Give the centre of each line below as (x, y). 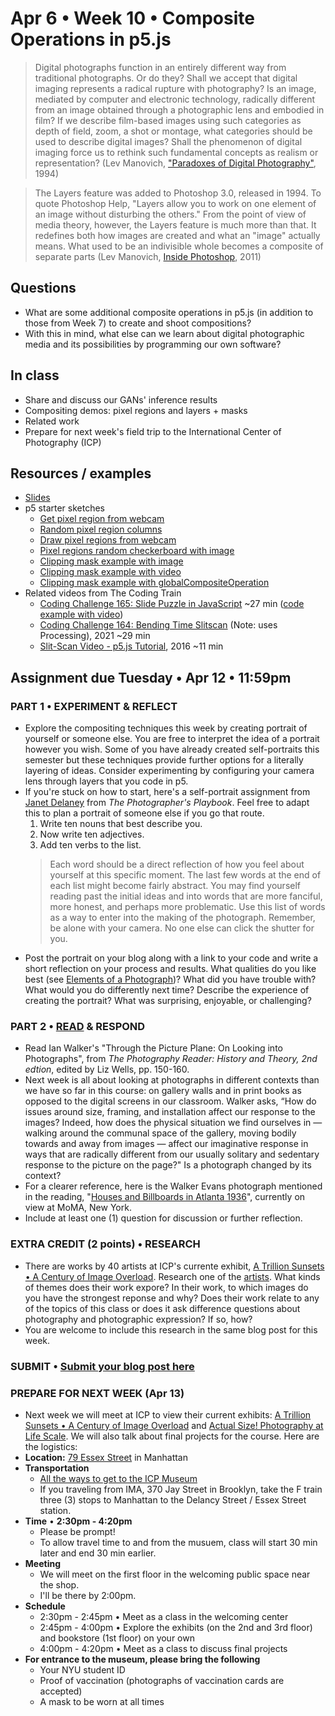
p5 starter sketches (65, 508)
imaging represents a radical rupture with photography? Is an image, (175, 88)
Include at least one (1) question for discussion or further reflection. (163, 1218)
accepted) (61, 1691)
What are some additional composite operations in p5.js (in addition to (169, 312)
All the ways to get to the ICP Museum (118, 1478)
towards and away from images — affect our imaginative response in (166, 1144)
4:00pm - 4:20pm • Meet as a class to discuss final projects (163, 1648)
